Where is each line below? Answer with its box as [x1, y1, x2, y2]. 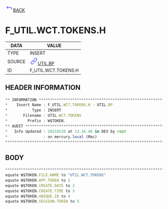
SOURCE [7, 59, 26, 65]
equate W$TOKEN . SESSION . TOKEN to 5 [5, 199, 79, 204]
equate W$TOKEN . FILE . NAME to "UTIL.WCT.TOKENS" [5, 172, 106, 178]
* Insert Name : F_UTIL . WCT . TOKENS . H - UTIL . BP [5, 102, 113, 108]
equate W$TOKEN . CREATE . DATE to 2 [5, 183, 75, 188]
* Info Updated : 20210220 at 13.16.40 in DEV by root [5, 129, 126, 134]
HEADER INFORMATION [5, 83, 81, 92]
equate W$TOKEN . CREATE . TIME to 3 [5, 188, 75, 193]
